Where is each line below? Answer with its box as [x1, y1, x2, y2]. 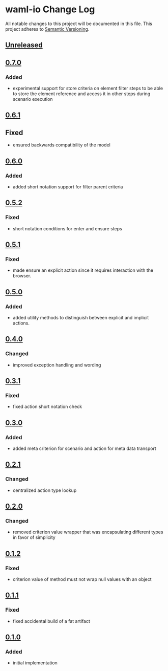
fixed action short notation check [12, 403, 82, 410]
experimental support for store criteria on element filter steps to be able [12, 85, 163, 92]
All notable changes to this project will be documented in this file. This [5, 20, 153, 27]
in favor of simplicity [12, 534, 56, 540]
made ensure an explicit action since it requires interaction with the [12, 267, 154, 273]
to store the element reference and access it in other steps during [12, 91, 151, 97]
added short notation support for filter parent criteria [12, 183, 123, 190]
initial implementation [12, 660, 58, 666]
